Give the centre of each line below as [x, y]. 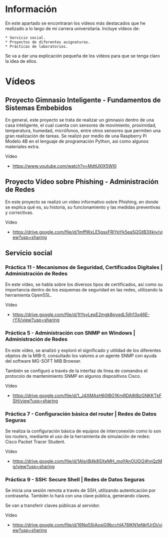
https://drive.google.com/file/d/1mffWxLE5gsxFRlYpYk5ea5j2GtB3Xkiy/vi [87, 232]
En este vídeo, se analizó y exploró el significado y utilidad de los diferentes [83, 350]
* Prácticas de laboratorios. [37, 46]
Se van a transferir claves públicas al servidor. [53, 505]
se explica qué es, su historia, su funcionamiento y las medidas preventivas [83, 207]
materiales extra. [22, 146]
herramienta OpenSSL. [29, 295]
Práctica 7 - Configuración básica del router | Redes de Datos [81, 414]
